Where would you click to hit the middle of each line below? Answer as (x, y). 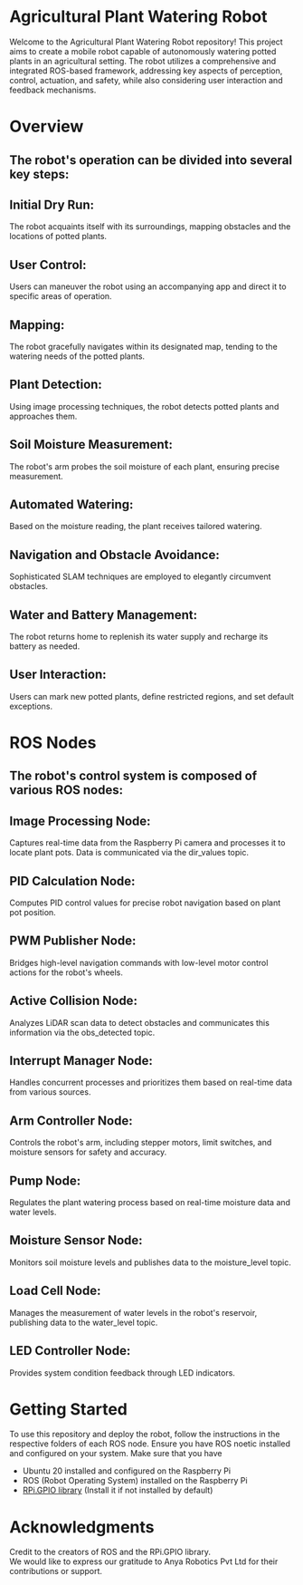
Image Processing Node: (80, 821)
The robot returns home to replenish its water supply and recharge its (139, 637)
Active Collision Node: (74, 1001)
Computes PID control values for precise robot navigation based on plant (145, 903)
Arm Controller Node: (71, 1121)
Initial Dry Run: (52, 204)
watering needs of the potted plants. (77, 356)
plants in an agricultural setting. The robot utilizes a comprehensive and (143, 61)
